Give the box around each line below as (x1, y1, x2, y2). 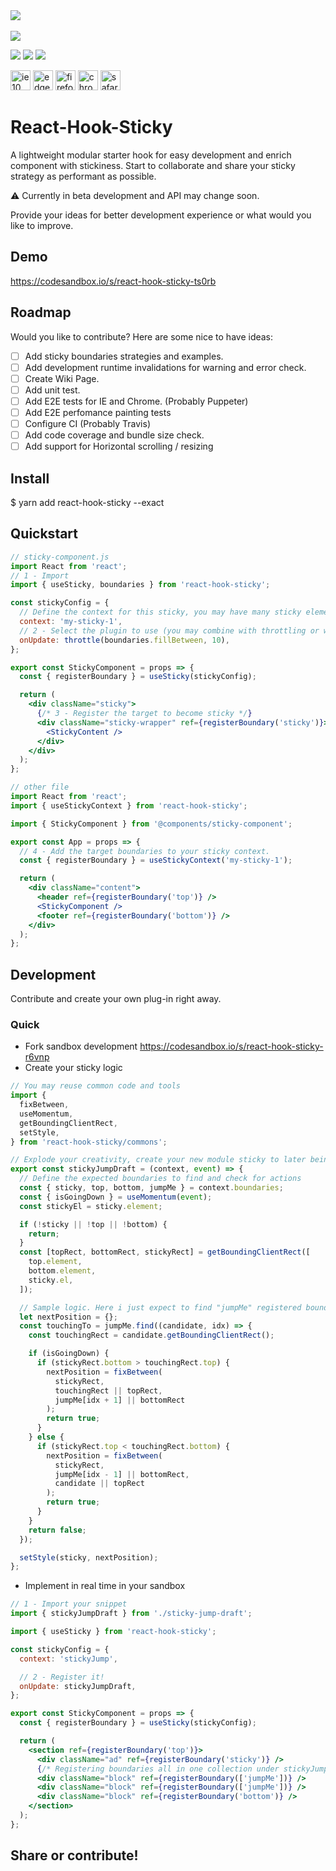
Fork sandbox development (24, 1040, 138, 1053)
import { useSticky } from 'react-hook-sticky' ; (10, 1627, 217, 1637)
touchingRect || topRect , (54, 1385, 163, 1396)
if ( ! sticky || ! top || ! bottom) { (19, 1219, 168, 1229)
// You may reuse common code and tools (10, 1081, 182, 1091)
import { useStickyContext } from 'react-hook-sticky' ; (10, 800, 248, 811)
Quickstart (10, 525, 79, 543)
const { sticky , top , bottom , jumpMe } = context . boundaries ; (19, 1183, 284, 1193)
